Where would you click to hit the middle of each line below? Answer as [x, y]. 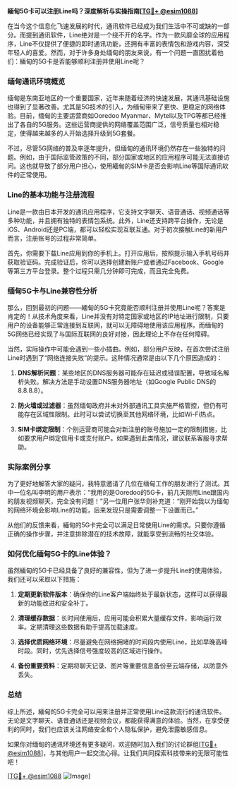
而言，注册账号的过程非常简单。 [54, 238]
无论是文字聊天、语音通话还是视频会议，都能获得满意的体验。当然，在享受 [115, 720]
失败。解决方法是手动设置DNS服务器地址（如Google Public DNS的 [120, 381]
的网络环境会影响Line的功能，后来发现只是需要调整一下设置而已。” [103, 510]
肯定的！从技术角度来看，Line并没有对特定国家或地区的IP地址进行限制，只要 [118, 316]
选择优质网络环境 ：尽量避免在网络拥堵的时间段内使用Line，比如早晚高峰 [122, 642]
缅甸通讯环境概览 [36, 81]
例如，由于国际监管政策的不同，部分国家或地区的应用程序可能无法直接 [121, 157]
